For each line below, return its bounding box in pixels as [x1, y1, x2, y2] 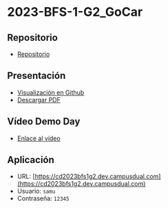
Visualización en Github [17, 88, 85, 97]
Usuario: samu [17, 187, 56, 196]
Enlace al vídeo [17, 134, 61, 142]
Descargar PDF [17, 95, 61, 104]
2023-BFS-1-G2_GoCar [7, 4, 143, 20]
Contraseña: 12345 [17, 194, 70, 202]
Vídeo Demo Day [7, 115, 81, 128]
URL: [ [17, 172, 36, 180]
